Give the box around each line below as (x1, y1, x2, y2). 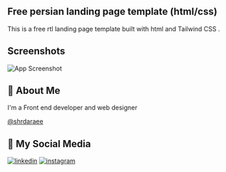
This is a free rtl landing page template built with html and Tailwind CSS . (7, 24, 220, 33)
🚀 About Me (7, 85, 61, 97)
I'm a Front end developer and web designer (7, 103, 138, 112)
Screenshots (7, 45, 66, 58)
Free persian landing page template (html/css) (7, 6, 217, 18)
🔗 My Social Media (7, 138, 91, 150)
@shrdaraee (7, 117, 44, 126)
